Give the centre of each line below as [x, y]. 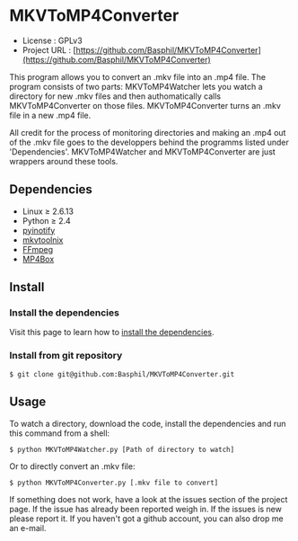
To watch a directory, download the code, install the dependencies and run [148, 423]
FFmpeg [38, 249]
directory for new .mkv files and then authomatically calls [115, 96]
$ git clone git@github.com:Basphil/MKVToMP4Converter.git [122, 374]
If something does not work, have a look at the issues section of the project [149, 499]
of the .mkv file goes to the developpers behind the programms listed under [149, 142]
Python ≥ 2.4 [47, 220]
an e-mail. [28, 528]
